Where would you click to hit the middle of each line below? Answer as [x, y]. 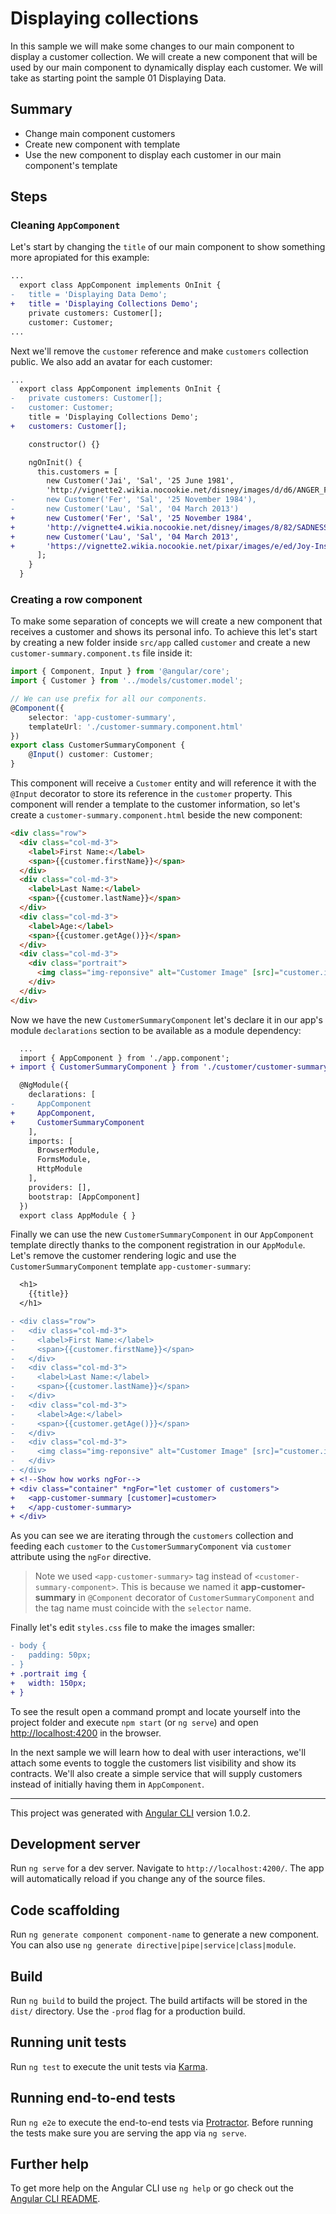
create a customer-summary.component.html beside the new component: [156, 815]
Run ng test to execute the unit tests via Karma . [109, 2066]
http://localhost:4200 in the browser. [86, 1733]
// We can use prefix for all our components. [109, 699]
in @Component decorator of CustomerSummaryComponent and [196, 1598]
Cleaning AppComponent [65, 225]
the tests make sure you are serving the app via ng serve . [128, 2133]
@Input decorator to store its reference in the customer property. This [151, 794]
